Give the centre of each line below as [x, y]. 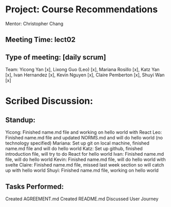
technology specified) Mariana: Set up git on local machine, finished [78, 143]
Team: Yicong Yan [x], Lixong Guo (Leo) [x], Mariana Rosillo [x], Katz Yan [83, 70]
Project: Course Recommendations [82, 9]
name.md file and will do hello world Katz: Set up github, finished [74, 149]
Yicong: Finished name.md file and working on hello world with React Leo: [84, 132]
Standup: [21, 120]
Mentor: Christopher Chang [34, 24]
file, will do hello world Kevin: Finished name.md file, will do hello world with [85, 159]
